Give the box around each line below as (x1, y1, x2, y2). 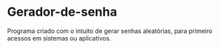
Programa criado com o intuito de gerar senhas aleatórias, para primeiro (7, 27, 213, 35)
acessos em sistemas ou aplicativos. (7, 34, 112, 42)
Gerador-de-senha (7, 4, 117, 20)
